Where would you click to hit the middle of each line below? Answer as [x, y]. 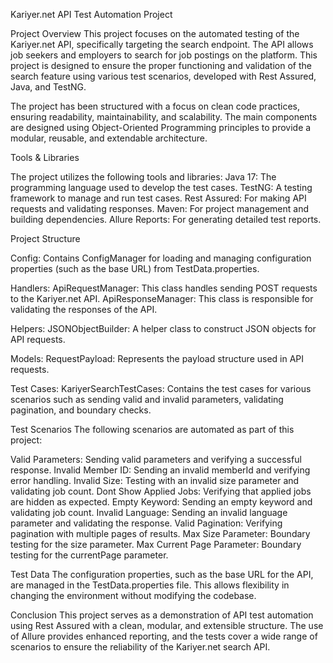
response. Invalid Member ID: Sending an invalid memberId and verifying [160, 470]
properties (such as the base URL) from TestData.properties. [135, 268]
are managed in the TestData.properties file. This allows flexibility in [150, 585]
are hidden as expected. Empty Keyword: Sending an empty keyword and [161, 502]
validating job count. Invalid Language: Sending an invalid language [149, 512]
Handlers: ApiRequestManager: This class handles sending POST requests [164, 288]
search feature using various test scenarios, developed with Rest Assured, [163, 76]
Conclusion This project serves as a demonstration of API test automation [162, 615]
